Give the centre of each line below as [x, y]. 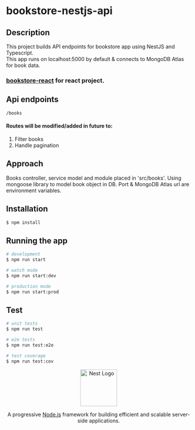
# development [23, 254]
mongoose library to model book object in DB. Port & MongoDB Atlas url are [98, 184]
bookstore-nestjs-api [59, 11]
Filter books [29, 139]
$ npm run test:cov [30, 361]
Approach [25, 164]
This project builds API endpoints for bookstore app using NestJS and [90, 46]
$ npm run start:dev [31, 276]
